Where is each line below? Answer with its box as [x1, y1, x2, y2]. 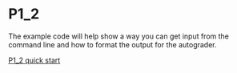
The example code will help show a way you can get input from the [8, 31, 230, 41]
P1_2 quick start [8, 55, 61, 65]
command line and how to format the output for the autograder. [8, 39, 218, 49]
